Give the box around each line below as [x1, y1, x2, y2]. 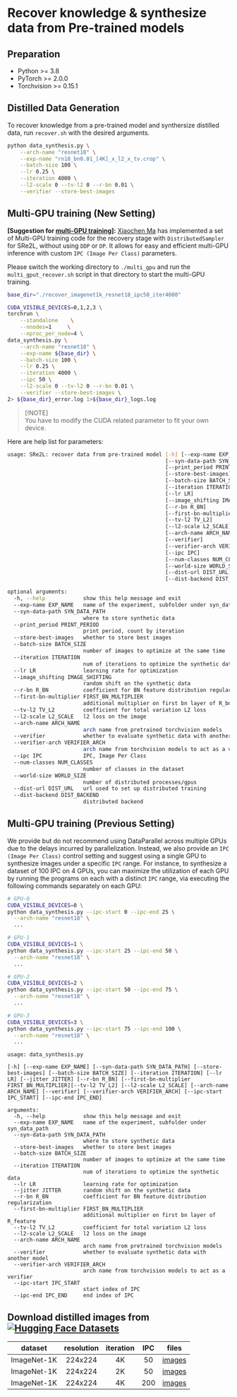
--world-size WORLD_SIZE [13, 772, 87, 779]
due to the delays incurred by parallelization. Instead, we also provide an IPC [7, 844, 229, 852]
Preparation [7, 48, 61, 60]
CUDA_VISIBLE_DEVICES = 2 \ [7, 980, 83, 987]
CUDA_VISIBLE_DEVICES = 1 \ [7, 941, 83, 948]
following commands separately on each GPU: [7, 881, 142, 890]
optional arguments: [7, 588, 68, 596]
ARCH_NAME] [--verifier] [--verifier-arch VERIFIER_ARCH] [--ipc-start [7, 1089, 222, 1096]
